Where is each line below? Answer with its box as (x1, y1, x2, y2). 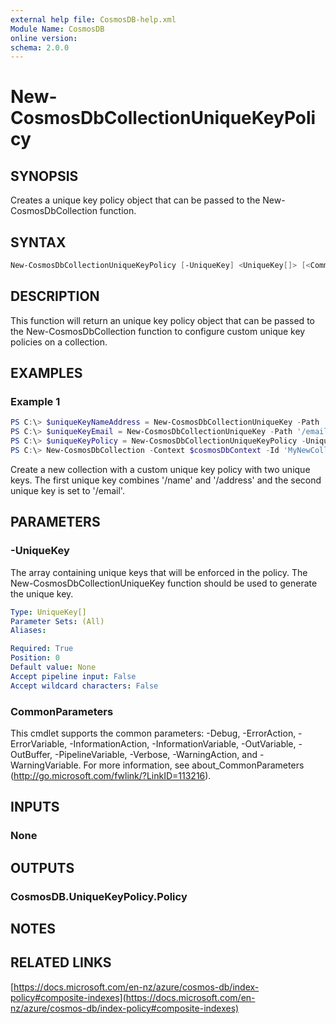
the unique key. (10, 587, 74, 600)
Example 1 (10, 395, 61, 409)
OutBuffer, (10, 748, 53, 760)
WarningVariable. (10, 759, 82, 771)
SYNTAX (10, 234, 67, 251)
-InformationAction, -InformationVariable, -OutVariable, (69, 737, 297, 750)
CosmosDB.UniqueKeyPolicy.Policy (10, 889, 188, 903)
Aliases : (10, 626, 47, 636)
